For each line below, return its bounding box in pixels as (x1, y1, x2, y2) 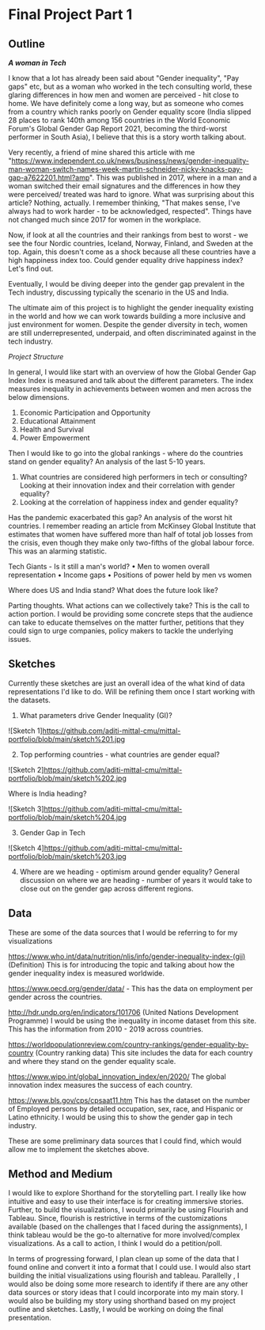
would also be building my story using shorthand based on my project (8, 1296, 236, 1305)
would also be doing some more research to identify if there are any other (8, 1279, 248, 1289)
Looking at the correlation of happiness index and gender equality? (19, 497, 239, 507)
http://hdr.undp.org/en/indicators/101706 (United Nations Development (8, 1007, 239, 1016)
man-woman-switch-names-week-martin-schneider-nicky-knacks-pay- (8, 165, 244, 173)
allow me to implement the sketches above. (8, 1144, 150, 1153)
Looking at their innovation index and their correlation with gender (19, 481, 236, 490)
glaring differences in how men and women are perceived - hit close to (8, 90, 240, 100)
